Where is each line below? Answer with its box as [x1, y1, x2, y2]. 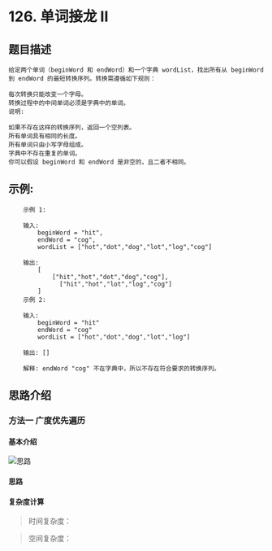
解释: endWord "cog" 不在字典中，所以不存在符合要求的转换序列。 [23, 364, 221, 373]
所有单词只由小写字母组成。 [8, 141, 88, 149]
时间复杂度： [28, 516, 71, 526]
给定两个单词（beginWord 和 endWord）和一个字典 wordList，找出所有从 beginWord [8, 66, 264, 74]
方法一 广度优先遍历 [8, 415, 86, 426]
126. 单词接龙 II [8, 7, 109, 26]
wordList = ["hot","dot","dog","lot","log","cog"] [37, 243, 213, 251]
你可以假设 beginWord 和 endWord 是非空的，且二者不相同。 [8, 158, 191, 166]
